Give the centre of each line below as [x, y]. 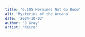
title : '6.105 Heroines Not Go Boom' [43, 9]
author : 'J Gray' [22, 23]
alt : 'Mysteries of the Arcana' [37, 14]
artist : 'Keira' [21, 27]
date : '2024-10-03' [25, 18]
